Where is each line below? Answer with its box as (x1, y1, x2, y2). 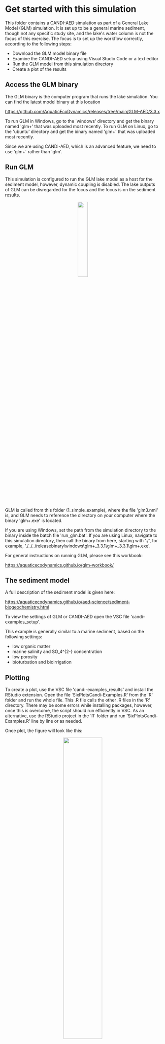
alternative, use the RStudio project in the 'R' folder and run (5, 713, 126, 719)
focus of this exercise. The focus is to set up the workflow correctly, (5, 36, 143, 42)
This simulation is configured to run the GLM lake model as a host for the (5, 176, 153, 182)
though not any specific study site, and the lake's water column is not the (5, 30, 154, 36)
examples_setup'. (5, 619, 40, 625)
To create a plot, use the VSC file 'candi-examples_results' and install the (5, 687, 154, 693)
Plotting (5, 673, 30, 682)
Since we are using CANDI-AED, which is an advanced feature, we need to (5, 143, 156, 149)
